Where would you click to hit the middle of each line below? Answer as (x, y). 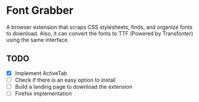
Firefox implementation (43, 93)
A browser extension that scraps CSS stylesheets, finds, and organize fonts (99, 27)
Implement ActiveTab (41, 73)
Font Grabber (40, 10)
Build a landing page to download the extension (74, 86)
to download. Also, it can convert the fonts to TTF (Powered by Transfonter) (100, 33)
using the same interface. (38, 40)
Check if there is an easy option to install (65, 80)
